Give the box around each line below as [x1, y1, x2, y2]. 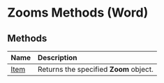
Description [37, 53, 78, 62]
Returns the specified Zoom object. [37, 64, 154, 74]
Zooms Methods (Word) [7, 5, 149, 21]
